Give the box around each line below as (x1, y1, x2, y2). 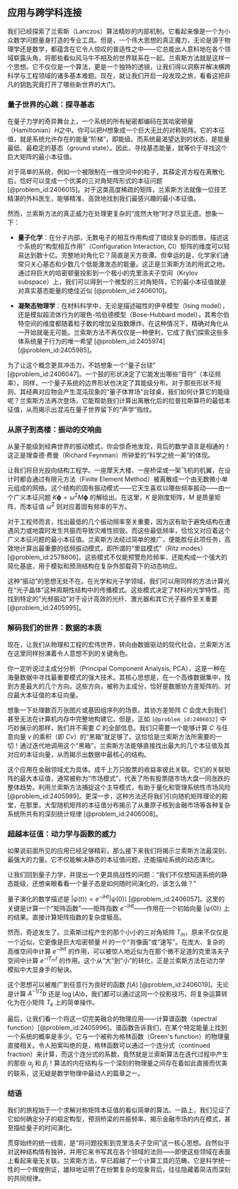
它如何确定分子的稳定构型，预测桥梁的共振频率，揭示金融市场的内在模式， (7, 1115, 225, 1123)
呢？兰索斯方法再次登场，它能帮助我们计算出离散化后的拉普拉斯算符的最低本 (7, 397, 231, 405)
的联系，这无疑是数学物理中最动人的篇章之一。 (7, 1068, 144, 1077)
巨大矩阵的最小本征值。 (7, 153, 76, 161)
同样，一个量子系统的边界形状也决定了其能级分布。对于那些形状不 (22, 379, 215, 387)
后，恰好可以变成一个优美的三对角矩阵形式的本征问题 (7, 177, 163, 185)
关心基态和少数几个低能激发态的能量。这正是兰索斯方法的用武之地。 (30, 260, 229, 268)
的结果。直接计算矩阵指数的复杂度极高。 (7, 912, 125, 921)
